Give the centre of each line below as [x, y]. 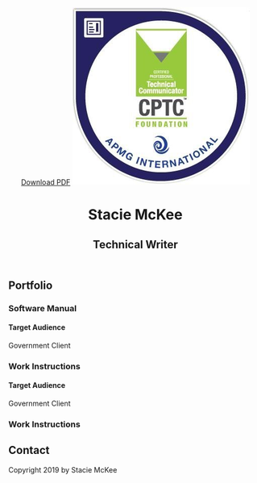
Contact [29, 450]
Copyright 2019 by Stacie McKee [63, 469]
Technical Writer [135, 244]
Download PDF [46, 182]
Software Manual [43, 308]
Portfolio [31, 285]
